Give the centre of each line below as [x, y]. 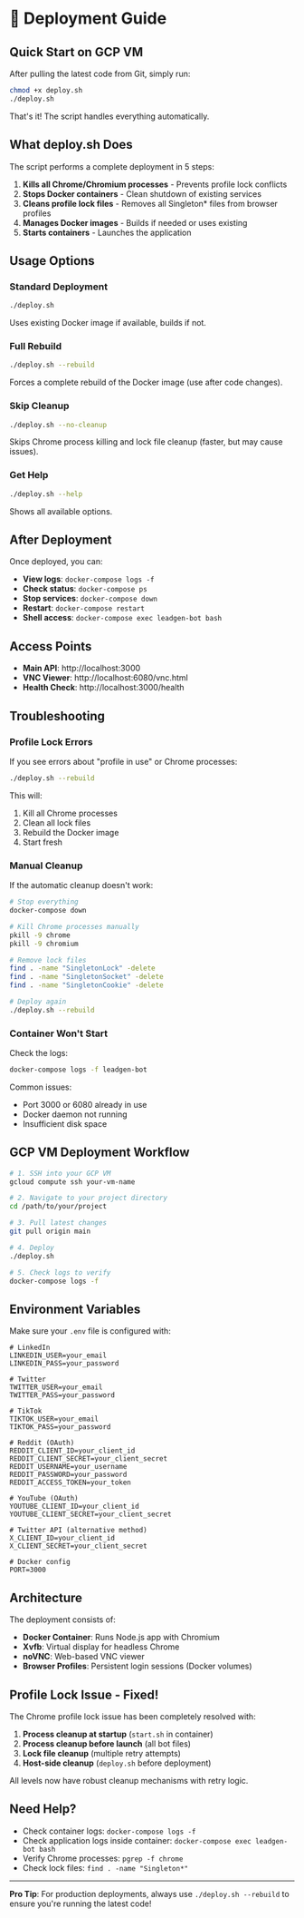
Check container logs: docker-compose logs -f [109, 1831]
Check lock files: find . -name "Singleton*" [105, 1867]
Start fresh [43, 842]
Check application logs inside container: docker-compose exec [137, 1840]
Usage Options [52, 261]
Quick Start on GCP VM [76, 52]
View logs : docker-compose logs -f [88, 579]
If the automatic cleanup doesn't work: [81, 886]
